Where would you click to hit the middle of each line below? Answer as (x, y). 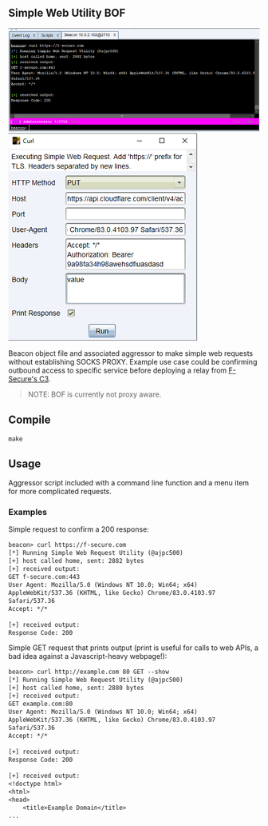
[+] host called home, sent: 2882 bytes (77, 561)
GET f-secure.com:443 (44, 577)
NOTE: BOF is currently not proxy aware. (95, 394)
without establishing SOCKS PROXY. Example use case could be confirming (133, 362)
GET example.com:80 (41, 704)
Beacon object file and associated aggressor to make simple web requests (131, 353)
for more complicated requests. (60, 492)
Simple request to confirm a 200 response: (79, 529)
